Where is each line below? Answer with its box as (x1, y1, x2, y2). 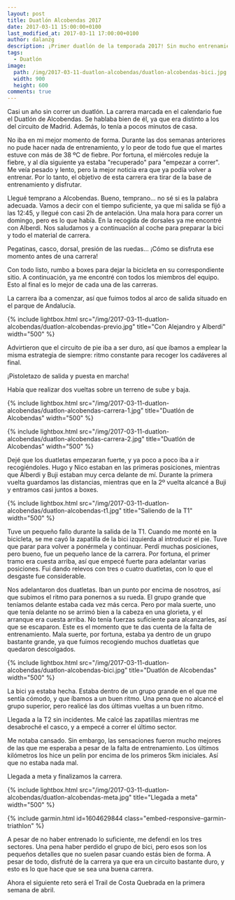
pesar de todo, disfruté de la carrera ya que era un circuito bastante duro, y (7, 857, 225, 866)
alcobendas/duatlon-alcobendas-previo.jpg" (7, 322, 136, 331)
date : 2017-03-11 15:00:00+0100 (7, 23, 101, 30)
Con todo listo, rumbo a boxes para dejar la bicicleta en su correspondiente (7, 266, 225, 274)
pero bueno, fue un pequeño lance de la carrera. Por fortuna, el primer (7, 550, 211, 558)
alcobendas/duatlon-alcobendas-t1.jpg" (7, 506, 122, 515)
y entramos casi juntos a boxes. (7, 485, 99, 494)
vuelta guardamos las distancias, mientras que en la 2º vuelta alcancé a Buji (7, 478, 227, 487)
